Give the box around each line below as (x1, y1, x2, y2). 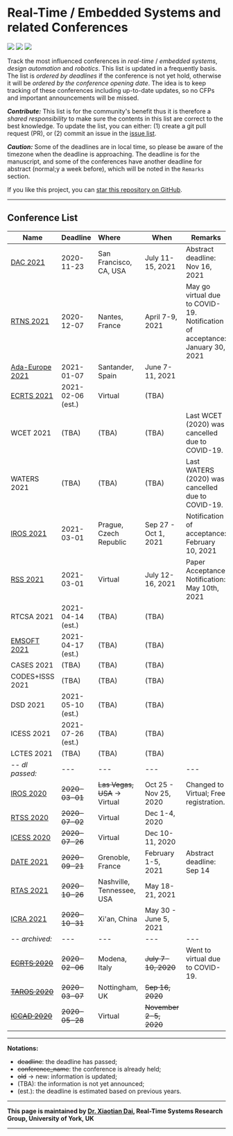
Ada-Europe (10, 362, 52, 372)
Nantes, (98, 312, 123, 322)
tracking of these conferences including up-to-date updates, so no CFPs (7, 86, 215, 94)
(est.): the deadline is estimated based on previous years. (17, 1087, 182, 1095)
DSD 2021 (10, 700, 46, 710)
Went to (186, 945, 212, 954)
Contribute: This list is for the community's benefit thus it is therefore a (7, 107, 212, 115)
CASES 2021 (10, 660, 54, 670)
